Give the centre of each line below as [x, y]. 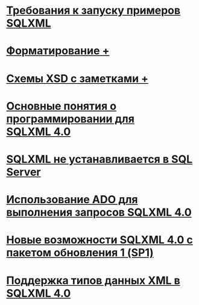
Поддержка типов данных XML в [93, 280]
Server [24, 172]
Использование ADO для [72, 200]
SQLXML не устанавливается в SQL [99, 159]
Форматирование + [58, 51]
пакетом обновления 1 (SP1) [80, 253]
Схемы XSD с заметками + [77, 78]
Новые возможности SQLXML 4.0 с [99, 240]
